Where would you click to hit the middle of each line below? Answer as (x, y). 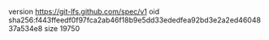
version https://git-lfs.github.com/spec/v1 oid (84, 12)
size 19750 (62, 28)
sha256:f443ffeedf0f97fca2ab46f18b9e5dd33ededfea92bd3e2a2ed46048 (135, 20)
